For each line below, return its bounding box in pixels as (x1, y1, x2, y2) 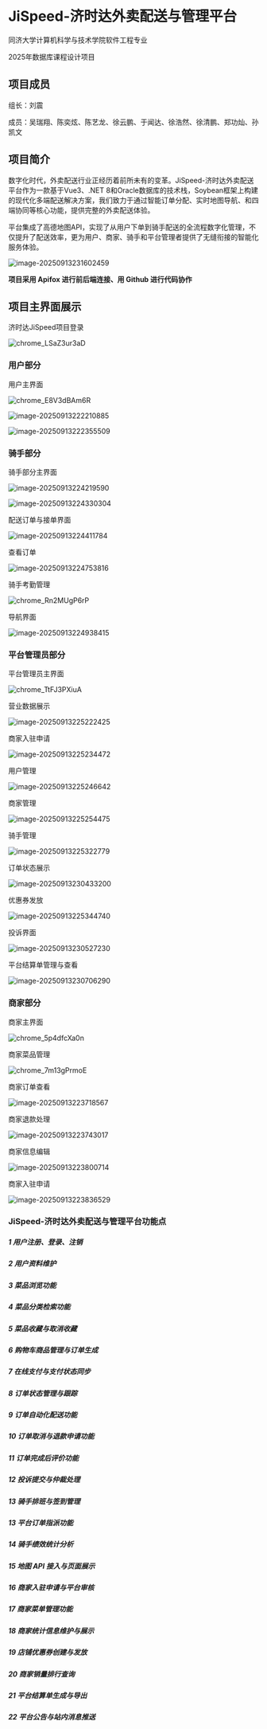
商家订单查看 (8, 1082, 50, 1091)
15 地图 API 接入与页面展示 (8, 1561, 95, 1571)
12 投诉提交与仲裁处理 (8, 1475, 81, 1485)
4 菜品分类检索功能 (8, 1302, 71, 1312)
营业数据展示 (8, 702, 50, 711)
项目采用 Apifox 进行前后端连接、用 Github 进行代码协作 (8, 274, 192, 284)
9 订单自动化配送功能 (8, 1410, 78, 1420)
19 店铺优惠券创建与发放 (8, 1648, 87, 1657)
